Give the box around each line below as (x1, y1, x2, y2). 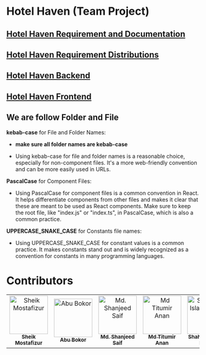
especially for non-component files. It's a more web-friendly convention (15, 158, 197, 166)
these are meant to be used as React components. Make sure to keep (15, 202, 191, 209)
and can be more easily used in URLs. (15, 165, 112, 173)
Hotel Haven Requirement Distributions (6, 49, 159, 60)
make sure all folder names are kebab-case (15, 140, 128, 148)
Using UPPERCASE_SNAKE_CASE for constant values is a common (15, 239, 185, 246)
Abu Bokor (59, 337, 87, 343)
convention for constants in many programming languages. (15, 252, 165, 259)
